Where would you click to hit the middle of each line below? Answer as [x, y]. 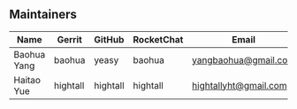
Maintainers [43, 15]
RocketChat [158, 39]
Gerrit [69, 39]
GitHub [109, 39]
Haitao [27, 80]
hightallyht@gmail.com [239, 85]
